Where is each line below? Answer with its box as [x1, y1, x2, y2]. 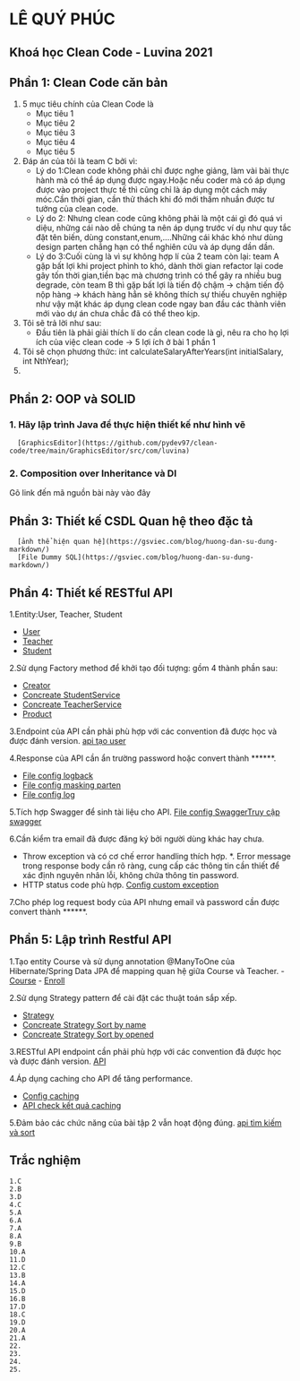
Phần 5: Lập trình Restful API [9, 932, 172, 947]
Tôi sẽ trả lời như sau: [21, 318, 102, 329]
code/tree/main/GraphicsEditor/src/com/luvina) [9, 446, 191, 456]
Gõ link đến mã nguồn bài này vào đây [9, 488, 150, 498]
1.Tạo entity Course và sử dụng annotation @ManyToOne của [9, 955, 236, 967]
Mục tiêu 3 [35, 127, 76, 138]
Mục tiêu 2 [35, 117, 76, 129]
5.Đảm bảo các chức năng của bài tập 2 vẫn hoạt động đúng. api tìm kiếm [9, 1117, 282, 1128]
